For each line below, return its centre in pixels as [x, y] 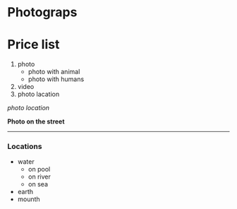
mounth [29, 199]
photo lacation [38, 94]
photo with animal [54, 72]
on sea [38, 184]
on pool [39, 169]
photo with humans [56, 79]
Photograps [42, 12]
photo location [29, 108]
